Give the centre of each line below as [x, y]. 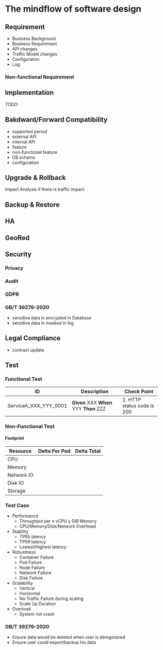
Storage [16, 491]
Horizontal [30, 593]
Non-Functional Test [30, 426]
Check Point [139, 391]
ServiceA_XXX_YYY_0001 [37, 406]
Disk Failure [31, 578]
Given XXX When [92, 403]
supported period [30, 131]
